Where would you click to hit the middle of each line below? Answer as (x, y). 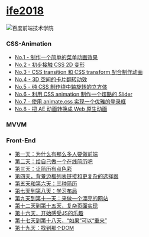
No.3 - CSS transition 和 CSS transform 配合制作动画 (79, 72)
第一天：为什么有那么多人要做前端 (56, 154)
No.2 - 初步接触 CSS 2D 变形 (50, 65)
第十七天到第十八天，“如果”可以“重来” (61, 220)
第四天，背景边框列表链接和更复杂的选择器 (67, 176)
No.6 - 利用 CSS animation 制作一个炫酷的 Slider (74, 94)
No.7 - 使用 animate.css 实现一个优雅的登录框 (70, 102)
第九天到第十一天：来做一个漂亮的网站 (61, 199)
